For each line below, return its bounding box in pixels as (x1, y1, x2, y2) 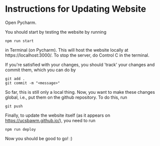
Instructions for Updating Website (5, 3, 146, 15)
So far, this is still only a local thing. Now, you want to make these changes (5, 89, 155, 95)
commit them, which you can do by (5, 67, 76, 73)
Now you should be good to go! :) (5, 135, 72, 141)
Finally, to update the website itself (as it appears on (5, 112, 111, 118)
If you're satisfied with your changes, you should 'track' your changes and (5, 62, 155, 67)
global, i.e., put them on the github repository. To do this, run (5, 94, 127, 100)
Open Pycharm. (5, 20, 37, 25)
